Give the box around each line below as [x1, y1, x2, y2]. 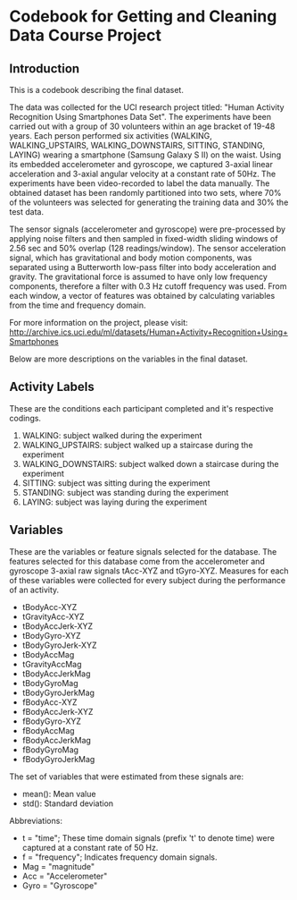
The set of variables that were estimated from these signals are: [9, 771, 243, 782]
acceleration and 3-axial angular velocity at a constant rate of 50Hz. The [9, 168, 276, 179]
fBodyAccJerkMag [21, 734, 92, 745]
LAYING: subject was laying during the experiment [21, 497, 208, 507]
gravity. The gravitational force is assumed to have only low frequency [9, 271, 268, 282]
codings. [9, 412, 42, 423]
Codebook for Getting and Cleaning [9, 6, 277, 27]
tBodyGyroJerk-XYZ [21, 640, 97, 650]
